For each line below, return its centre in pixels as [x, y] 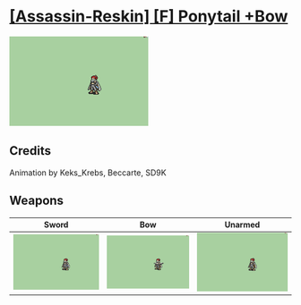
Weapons [37, 201]
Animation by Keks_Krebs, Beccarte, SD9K [88, 173]
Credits [30, 151]
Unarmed [242, 225]
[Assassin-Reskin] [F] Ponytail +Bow [149, 17]
